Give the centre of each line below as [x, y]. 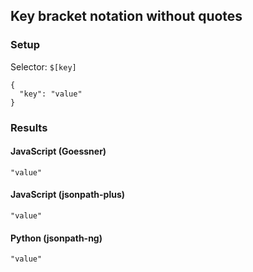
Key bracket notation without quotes [126, 16]
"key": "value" [51, 94]
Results [29, 127]
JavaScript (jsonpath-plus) [68, 195]
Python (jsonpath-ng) [56, 238]
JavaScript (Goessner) [58, 151]
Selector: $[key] [43, 66]
